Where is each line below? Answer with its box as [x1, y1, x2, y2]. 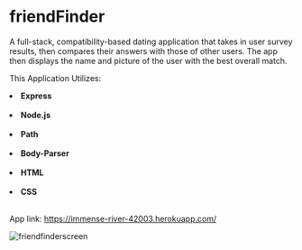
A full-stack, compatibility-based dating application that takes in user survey [9, 36, 293, 47]
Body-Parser [21, 147, 69, 159]
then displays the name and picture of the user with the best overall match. [9, 55, 288, 66]
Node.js [21, 109, 51, 120]
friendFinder [9, 6, 105, 27]
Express [21, 90, 52, 101]
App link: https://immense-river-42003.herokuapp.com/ [9, 213, 217, 224]
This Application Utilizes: [9, 72, 102, 83]
